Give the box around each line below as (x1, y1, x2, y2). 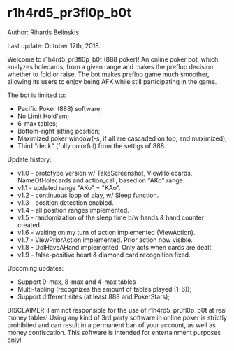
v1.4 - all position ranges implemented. (17, 206, 129, 214)
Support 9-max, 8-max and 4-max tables (17, 278, 136, 286)
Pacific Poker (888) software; (17, 104, 103, 113)
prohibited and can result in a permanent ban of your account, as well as (7, 320, 217, 329)
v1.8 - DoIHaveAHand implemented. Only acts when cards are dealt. (17, 243, 213, 251)
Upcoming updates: (7, 264, 64, 272)
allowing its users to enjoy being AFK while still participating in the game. (7, 77, 217, 85)
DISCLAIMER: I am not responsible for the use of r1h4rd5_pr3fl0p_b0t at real (7, 306, 227, 314)
